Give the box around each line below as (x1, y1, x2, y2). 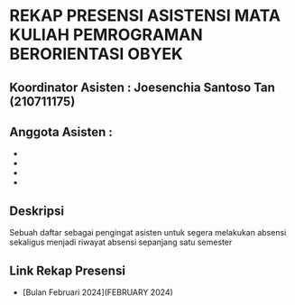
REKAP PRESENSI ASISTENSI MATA (9, 5, 281, 26)
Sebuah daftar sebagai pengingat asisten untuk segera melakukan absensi (9, 227, 287, 238)
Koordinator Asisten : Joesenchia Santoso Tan (9, 79, 275, 95)
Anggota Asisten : (9, 124, 113, 140)
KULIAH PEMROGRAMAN (9, 24, 203, 45)
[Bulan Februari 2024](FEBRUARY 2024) (22, 287, 173, 298)
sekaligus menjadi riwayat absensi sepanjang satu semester (9, 236, 233, 248)
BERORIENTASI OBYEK (9, 44, 183, 64)
